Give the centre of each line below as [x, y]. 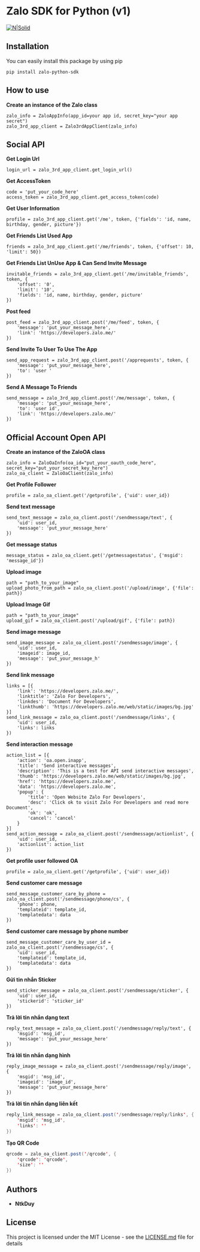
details [14, 1243]
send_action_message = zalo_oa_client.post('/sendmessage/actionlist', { [100, 834]
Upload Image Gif [28, 604]
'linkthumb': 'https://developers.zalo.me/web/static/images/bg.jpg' [106, 707]
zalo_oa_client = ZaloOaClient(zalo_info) [60, 474]
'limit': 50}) [24, 252]
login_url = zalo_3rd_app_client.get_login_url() [69, 170]
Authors [22, 1189]
